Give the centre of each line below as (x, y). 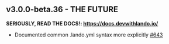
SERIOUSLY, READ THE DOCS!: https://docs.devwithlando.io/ (82, 23)
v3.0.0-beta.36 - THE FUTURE (62, 10)
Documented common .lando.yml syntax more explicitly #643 (89, 35)
